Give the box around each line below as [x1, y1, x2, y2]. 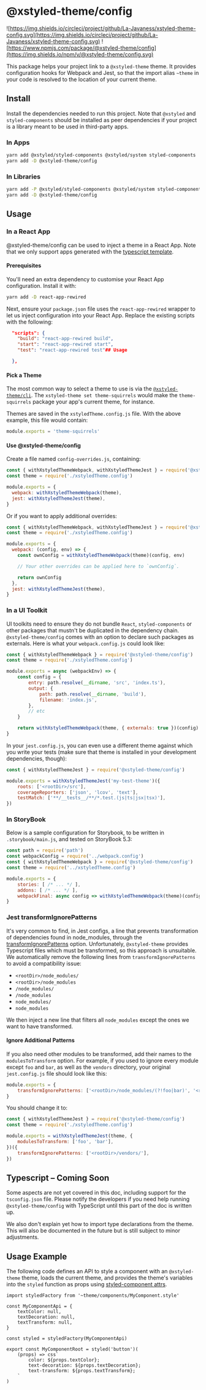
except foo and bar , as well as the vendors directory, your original [6, 1063, 171, 1071]
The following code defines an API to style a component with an [6, 1268, 168, 1275]
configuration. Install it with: [6, 282, 77, 289]
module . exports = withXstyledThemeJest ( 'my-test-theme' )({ [6, 778, 161, 784]
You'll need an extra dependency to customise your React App [6, 275, 164, 283]
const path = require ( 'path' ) [6, 847, 84, 854]
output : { [28, 685, 53, 691]
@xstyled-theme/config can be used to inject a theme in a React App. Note [6, 241, 196, 249]
